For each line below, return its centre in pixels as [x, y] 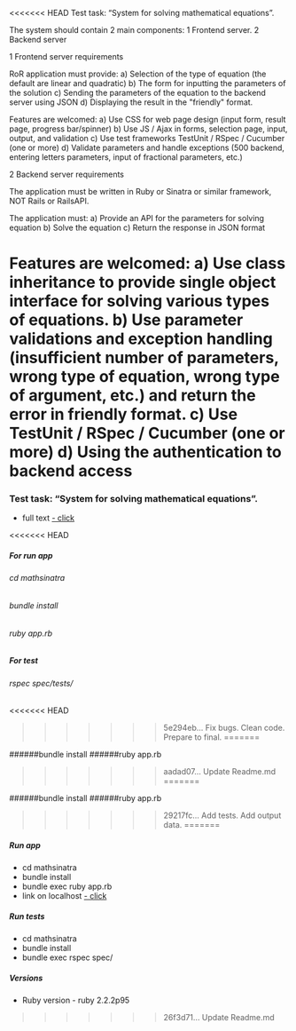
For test [23, 661]
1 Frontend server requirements [66, 56]
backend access [71, 471]
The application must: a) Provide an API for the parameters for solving [136, 218]
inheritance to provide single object [143, 282]
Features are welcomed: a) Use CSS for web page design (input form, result [148, 119]
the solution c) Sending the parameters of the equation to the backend [137, 93]
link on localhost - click [64, 896]
